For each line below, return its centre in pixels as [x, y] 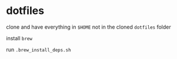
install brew [19, 38]
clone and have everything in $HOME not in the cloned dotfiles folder [89, 27]
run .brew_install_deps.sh [39, 49]
